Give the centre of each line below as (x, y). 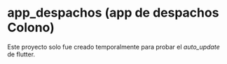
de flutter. (21, 54)
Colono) (31, 27)
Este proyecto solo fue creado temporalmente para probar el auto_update (113, 47)
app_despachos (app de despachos (113, 13)
